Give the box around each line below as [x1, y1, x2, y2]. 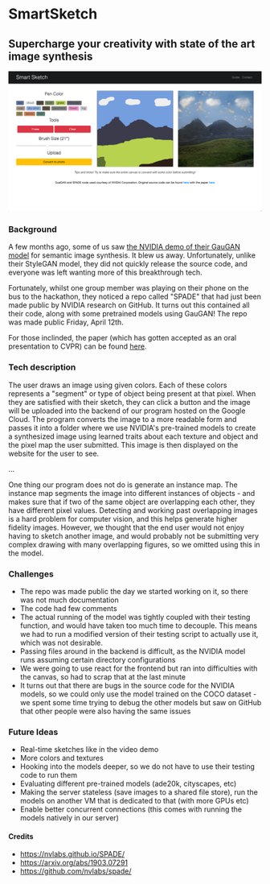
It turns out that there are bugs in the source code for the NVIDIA [19, 680, 235, 690]
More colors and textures [19, 754, 104, 763]
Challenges [8, 568, 54, 580]
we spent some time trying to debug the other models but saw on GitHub [19, 697, 262, 707]
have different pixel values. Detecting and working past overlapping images [8, 505, 259, 515]
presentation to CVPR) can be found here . [8, 341, 147, 351]
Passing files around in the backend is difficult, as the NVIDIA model [19, 646, 246, 656]
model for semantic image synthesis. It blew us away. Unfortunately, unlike [8, 250, 256, 260]
